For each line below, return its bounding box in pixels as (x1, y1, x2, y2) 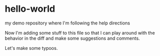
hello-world (5, 3, 56, 15)
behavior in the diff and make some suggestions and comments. (5, 35, 140, 41)
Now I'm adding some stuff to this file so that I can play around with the (5, 30, 155, 36)
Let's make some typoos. (5, 45, 58, 51)
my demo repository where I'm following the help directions (5, 20, 130, 26)
